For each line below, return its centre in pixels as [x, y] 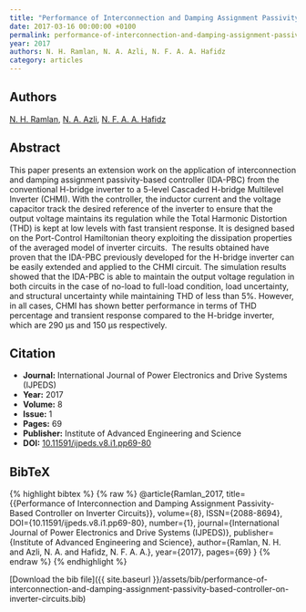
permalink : [30, 35]
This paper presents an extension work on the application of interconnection [153, 170]
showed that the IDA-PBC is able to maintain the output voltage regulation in [152, 276]
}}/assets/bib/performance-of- [210, 579]
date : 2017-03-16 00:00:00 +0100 [73, 26]
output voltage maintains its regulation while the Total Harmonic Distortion [148, 218]
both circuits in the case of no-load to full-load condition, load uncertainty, [149, 286]
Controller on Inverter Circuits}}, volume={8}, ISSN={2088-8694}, [159, 513]
